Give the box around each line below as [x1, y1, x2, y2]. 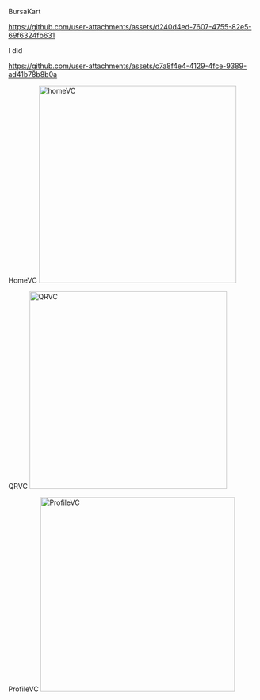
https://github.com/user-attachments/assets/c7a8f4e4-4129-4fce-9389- [8, 61, 247, 71]
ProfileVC [8, 684, 40, 694]
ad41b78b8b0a [8, 70, 58, 79]
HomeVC [8, 275, 37, 285]
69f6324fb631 [8, 31, 55, 40]
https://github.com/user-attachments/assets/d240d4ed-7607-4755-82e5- [8, 22, 252, 31]
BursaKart [8, 7, 41, 16]
